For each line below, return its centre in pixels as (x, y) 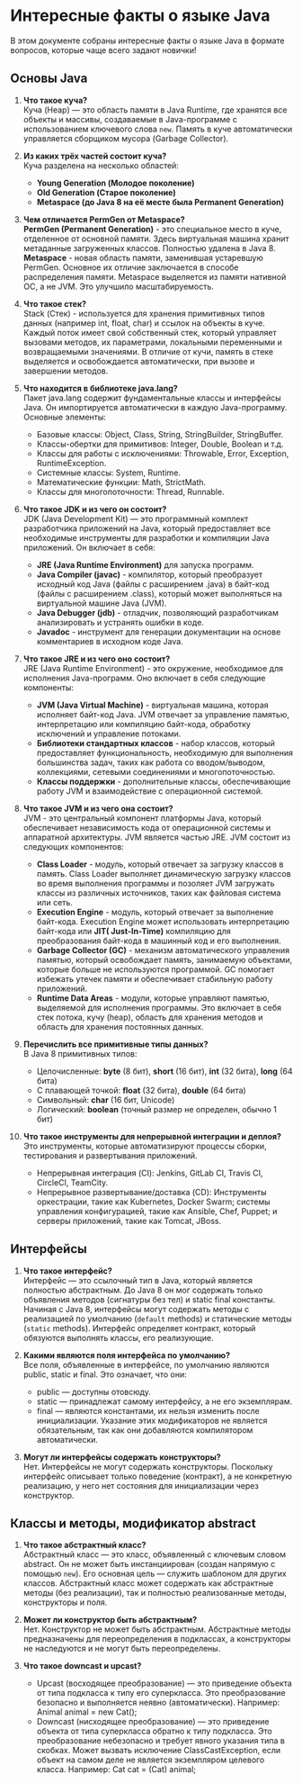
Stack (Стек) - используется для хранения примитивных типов (144, 313)
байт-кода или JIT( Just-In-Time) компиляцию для (134, 931)
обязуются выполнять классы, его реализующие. (118, 1337)
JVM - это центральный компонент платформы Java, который (142, 818)
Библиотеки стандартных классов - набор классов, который (155, 743)
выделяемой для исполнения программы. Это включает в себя (159, 1007)
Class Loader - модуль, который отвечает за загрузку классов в (160, 864)
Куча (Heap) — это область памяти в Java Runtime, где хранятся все (155, 110)
